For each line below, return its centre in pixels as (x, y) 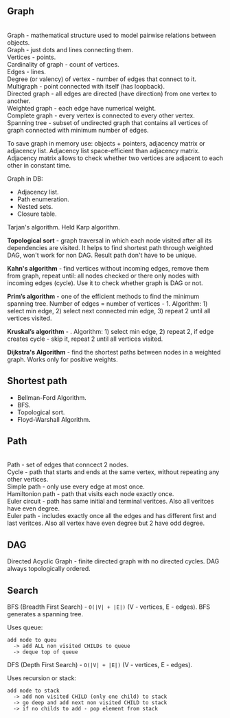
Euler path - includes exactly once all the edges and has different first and (112, 516)
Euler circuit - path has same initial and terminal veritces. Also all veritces (111, 502)
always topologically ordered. (49, 569)
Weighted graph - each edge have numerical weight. (82, 108)
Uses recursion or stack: (42, 678)
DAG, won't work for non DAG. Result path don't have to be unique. (102, 255)
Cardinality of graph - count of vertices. (63, 64)
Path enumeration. (43, 199)
